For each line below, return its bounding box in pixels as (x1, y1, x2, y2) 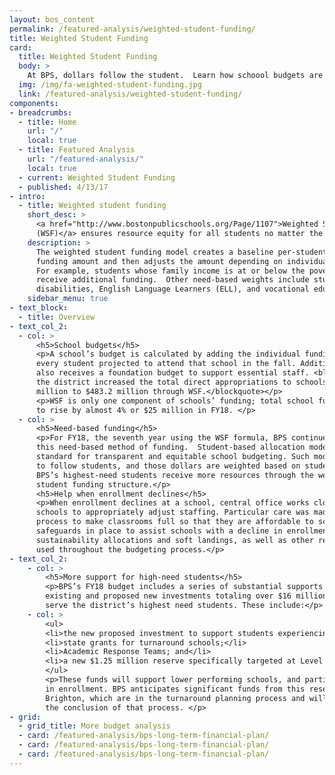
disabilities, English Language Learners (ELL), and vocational (35, 284, 310, 295)
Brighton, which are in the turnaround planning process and (45, 693, 306, 703)
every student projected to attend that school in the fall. (35, 359, 297, 369)
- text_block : (9, 303, 69, 313)
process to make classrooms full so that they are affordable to (35, 517, 314, 527)
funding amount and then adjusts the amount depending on (35, 256, 283, 266)
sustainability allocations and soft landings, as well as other (35, 535, 314, 545)
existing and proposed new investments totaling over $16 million (45, 591, 328, 601)
